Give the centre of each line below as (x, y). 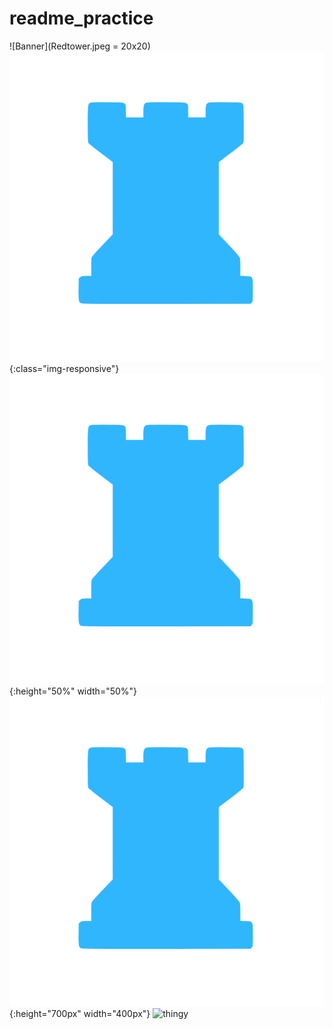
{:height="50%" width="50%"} (73, 691)
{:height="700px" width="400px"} (80, 1013)
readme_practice (81, 18)
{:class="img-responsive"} (64, 368)
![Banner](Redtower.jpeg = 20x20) (80, 46)
